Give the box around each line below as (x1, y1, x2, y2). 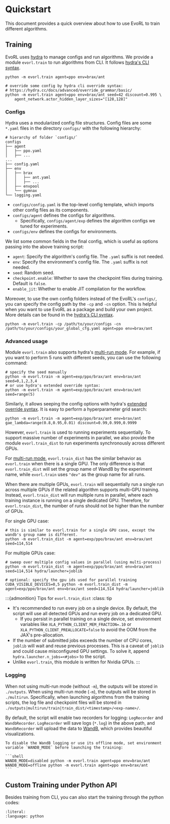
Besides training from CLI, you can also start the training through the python (5, 794, 164, 800)
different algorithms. (5, 25, 48, 31)
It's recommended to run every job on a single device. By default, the (12, 605, 157, 611)
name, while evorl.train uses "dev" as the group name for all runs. (5, 471, 146, 477)
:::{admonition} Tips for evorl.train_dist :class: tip (5, 595, 112, 602)
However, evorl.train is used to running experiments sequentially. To (5, 429, 151, 435)
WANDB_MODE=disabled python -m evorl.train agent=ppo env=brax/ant (5, 758, 151, 763)
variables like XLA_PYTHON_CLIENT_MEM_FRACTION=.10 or (20, 621, 132, 627)
